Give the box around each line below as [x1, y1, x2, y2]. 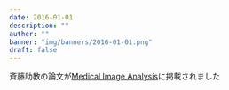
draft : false [9, 46, 58, 55]
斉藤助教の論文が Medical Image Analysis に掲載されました [9, 71, 220, 82]
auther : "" [9, 29, 50, 38]
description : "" [9, 21, 69, 30]
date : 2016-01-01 [9, 12, 74, 22]
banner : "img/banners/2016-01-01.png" [9, 37, 153, 47]
